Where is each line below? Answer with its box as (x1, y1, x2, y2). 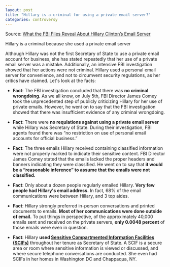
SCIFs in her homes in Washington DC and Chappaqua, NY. (12, 256, 137, 262)
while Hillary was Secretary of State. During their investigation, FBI (12, 124, 152, 130)
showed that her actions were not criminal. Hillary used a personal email (5, 67, 156, 73)
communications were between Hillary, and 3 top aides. (12, 193, 129, 199)
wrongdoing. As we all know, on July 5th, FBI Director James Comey (12, 93, 157, 99)
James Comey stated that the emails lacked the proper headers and (12, 156, 155, 162)
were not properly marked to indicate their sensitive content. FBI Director (12, 151, 165, 157)
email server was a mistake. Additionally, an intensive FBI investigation (5, 62, 153, 68)
